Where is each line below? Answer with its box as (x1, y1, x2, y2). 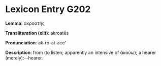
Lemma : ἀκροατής (5, 20, 45, 26)
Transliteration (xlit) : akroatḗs (5, 30, 69, 36)
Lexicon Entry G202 (5, 4, 91, 15)
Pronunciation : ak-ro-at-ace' (5, 39, 67, 46)
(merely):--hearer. (5, 54, 43, 61)
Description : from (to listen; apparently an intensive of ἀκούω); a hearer (5, 49, 156, 55)
